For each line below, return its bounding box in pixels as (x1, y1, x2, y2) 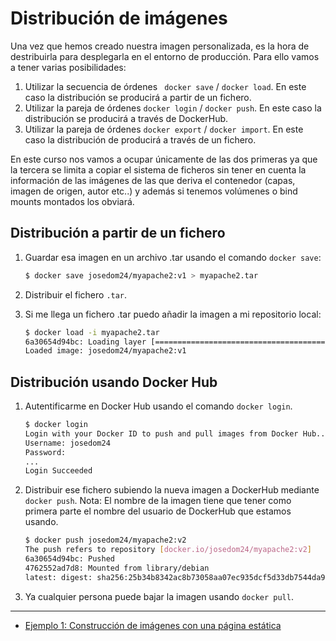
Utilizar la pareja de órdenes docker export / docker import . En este (24, 123, 304, 135)
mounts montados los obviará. (10, 195, 135, 207)
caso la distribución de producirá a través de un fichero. (24, 133, 257, 146)
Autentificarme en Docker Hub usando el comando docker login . (24, 400, 293, 412)
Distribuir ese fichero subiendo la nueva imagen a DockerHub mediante (24, 484, 320, 496)
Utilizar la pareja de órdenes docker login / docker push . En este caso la (24, 102, 322, 114)
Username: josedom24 (24, 438, 111, 448)
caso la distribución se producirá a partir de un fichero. (24, 91, 252, 103)
